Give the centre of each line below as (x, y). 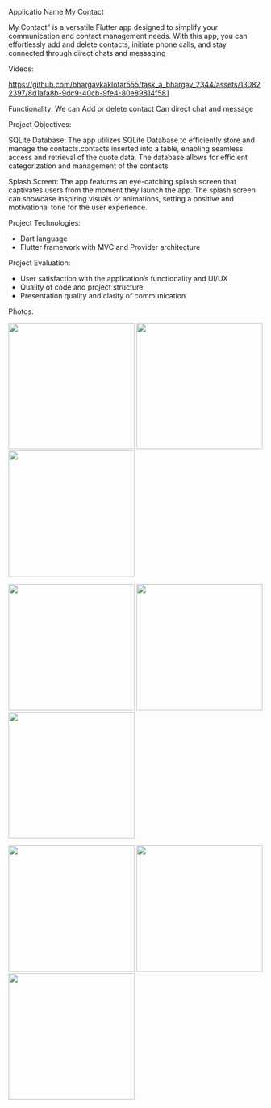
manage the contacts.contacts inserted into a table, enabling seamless (126, 148)
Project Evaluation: (40, 263)
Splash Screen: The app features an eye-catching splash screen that (122, 182)
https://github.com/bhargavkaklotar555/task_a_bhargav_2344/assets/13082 (134, 85)
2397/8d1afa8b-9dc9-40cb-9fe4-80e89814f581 (89, 93)
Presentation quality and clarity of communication (103, 296)
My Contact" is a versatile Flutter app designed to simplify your (113, 27)
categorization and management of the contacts (88, 166)
